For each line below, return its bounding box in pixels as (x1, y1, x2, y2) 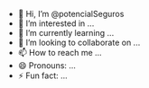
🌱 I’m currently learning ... (17, 28, 115, 38)
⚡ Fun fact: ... (17, 70, 68, 81)
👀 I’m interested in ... (17, 18, 95, 29)
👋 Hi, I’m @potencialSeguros (17, 9, 125, 19)
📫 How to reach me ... (17, 48, 102, 57)
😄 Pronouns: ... (17, 60, 77, 71)
